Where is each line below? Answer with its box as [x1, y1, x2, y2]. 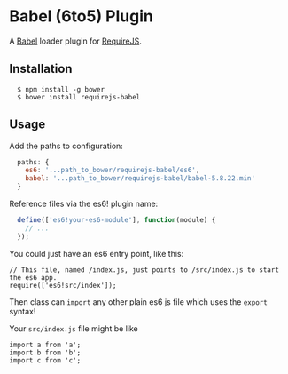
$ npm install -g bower [17, 84, 105, 94]
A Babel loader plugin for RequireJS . [9, 36, 142, 46]
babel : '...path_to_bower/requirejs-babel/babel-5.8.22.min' [25, 174, 255, 183]
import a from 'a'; [9, 340, 82, 349]
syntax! [9, 306, 36, 316]
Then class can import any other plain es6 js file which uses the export [9, 296, 268, 307]
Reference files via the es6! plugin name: [9, 198, 159, 210]
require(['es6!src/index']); [9, 281, 117, 290]
